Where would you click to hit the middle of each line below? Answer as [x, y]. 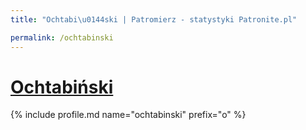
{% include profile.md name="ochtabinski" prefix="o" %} [128, 115]
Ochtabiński [62, 87]
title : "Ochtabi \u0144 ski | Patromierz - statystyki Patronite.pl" [154, 19]
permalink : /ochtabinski [62, 37]
